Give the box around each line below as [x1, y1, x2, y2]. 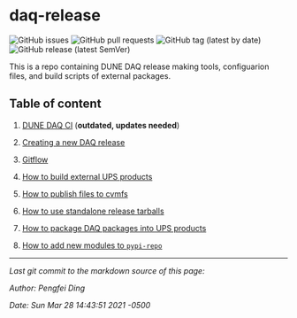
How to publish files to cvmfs [21, 188, 128, 199]
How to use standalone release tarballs [21, 206, 165, 216]
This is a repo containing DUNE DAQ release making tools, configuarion [9, 61, 270, 72]
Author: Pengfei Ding [9, 283, 86, 293]
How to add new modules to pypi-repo [21, 240, 163, 251]
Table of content [9, 97, 102, 112]
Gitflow [21, 154, 49, 165]
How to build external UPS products [21, 171, 153, 182]
